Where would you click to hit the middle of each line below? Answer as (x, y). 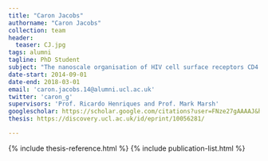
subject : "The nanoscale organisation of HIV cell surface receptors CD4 (134, 67)
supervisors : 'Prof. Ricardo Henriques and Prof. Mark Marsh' (114, 104)
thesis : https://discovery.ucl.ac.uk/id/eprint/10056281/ (106, 119)
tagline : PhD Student (44, 60)
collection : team (37, 30)
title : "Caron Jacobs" (46, 15)
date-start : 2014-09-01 (48, 75)
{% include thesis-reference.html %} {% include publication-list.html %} (127, 148)
